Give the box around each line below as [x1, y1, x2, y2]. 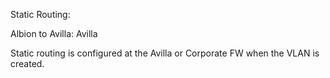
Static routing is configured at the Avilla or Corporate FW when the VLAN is [10, 47, 320, 59]
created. [10, 58, 45, 69]
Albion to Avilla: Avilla [10, 28, 98, 39]
